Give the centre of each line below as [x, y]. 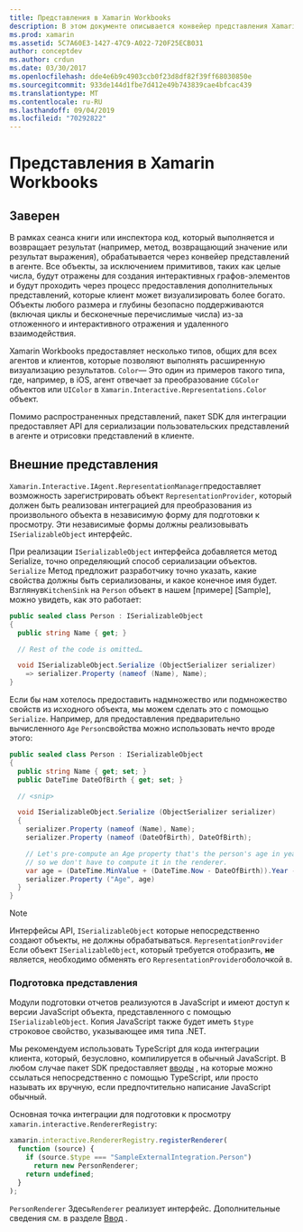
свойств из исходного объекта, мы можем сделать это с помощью [139, 710]
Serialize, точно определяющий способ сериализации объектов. [133, 560]
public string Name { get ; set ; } [82, 771]
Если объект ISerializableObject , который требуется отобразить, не [142, 950]
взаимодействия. [43, 334]
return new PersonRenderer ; [86, 1166]
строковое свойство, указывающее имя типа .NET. [108, 1031]
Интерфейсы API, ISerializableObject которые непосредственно [134, 931]
